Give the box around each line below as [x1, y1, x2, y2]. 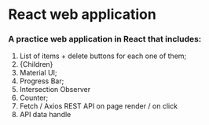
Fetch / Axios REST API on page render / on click [19, 101, 178, 111]
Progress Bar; [19, 76, 64, 86]
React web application [8, 6, 157, 24]
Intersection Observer [19, 85, 91, 94]
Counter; [19, 93, 49, 103]
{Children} [19, 60, 53, 69]
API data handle [19, 110, 71, 119]
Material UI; [19, 68, 57, 78]
